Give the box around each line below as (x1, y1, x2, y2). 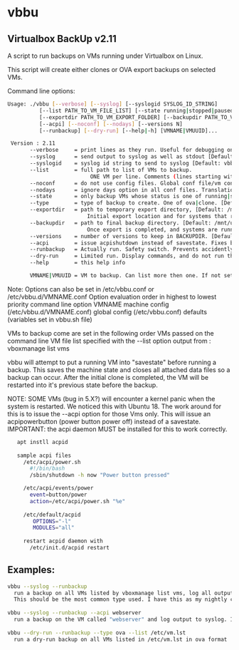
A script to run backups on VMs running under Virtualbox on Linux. (7, 51, 203, 60)
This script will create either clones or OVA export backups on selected (7, 66, 216, 73)
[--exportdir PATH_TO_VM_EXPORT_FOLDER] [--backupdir (38, 113, 202, 121)
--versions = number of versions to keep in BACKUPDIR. (29, 232, 208, 239)
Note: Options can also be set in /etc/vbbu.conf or (7, 284, 154, 293)
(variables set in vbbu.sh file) (7, 315, 92, 324)
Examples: (7, 564, 55, 576)
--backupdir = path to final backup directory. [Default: (29, 219, 212, 227)
